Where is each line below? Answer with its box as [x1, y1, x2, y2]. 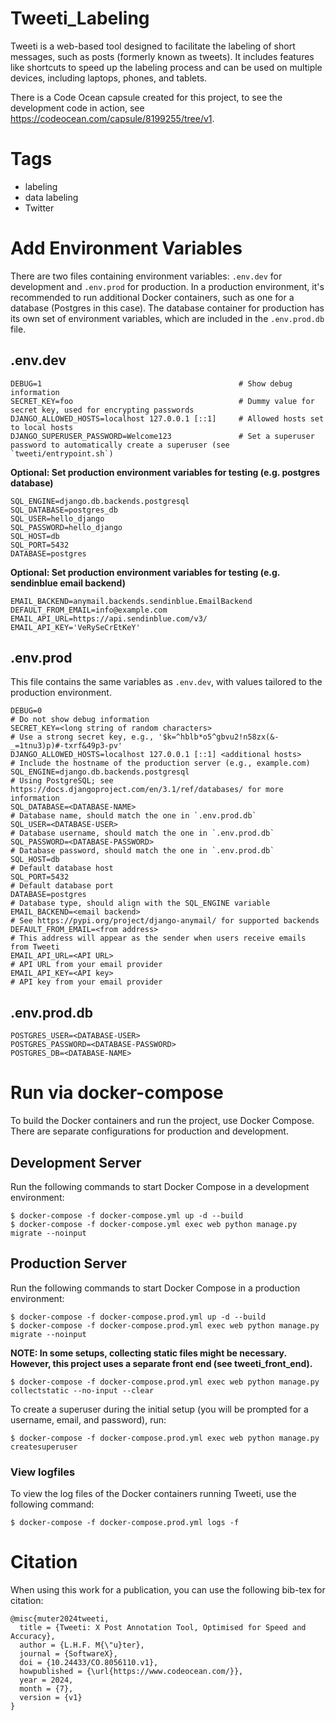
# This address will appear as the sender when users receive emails [10, 933, 307, 944]
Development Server [10, 1154, 142, 1171]
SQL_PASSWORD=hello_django [10, 522, 123, 532]
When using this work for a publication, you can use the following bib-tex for [10, 1584, 326, 1596]
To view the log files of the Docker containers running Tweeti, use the [10, 1488, 297, 1500]
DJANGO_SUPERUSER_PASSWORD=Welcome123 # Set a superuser [10, 431, 315, 441]
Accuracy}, [10, 1632, 56, 1642]
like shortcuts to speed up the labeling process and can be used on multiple [10, 61, 323, 73]
